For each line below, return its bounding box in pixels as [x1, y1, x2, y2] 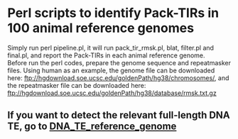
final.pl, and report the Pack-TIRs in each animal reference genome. [7, 51, 205, 60]
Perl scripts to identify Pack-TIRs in [7, 5, 219, 21]
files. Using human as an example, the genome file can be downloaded [7, 66, 215, 74]
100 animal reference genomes [7, 20, 194, 36]
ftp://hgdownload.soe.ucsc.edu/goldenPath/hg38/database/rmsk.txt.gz [7, 89, 217, 97]
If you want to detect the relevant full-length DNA [7, 109, 231, 121]
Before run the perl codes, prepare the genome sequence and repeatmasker [7, 58, 232, 67]
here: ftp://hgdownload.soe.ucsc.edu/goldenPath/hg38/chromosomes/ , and [7, 73, 229, 82]
